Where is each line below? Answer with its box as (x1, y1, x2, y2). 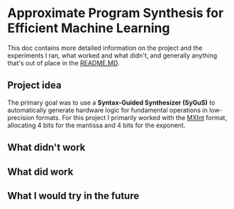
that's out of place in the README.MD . (7, 58, 120, 67)
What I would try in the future (7, 190, 140, 202)
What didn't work (7, 141, 86, 154)
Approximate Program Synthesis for (7, 5, 224, 21)
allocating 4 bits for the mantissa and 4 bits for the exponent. (7, 121, 186, 129)
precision (7, 113, 35, 122)
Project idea (7, 80, 62, 92)
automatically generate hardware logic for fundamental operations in (7, 105, 208, 114)
